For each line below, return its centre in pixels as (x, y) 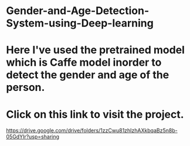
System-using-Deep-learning (80, 23)
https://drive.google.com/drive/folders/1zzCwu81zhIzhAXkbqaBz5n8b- (92, 131)
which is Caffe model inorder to (84, 62)
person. (26, 88)
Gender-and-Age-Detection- (78, 11)
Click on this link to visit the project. (95, 114)
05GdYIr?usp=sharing (33, 137)
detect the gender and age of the (88, 75)
